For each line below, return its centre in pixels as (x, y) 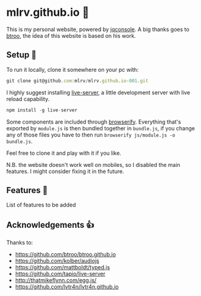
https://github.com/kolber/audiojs (57, 261)
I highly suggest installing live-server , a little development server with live (98, 92)
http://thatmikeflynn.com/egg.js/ (56, 280)
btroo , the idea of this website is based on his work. (71, 35)
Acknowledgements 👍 (50, 225)
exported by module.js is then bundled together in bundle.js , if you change (100, 128)
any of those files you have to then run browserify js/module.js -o (91, 135)
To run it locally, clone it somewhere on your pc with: (72, 69)
